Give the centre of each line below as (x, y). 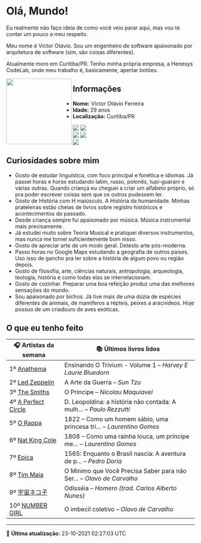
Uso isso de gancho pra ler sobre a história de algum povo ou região (99, 258)
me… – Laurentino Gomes (100, 444)
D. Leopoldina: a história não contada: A (120, 402)
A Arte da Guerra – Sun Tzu (103, 383)
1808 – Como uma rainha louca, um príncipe (127, 437)
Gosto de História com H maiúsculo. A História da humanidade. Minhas (102, 201)
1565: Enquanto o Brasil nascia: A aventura (125, 454)
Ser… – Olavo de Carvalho (101, 479)
